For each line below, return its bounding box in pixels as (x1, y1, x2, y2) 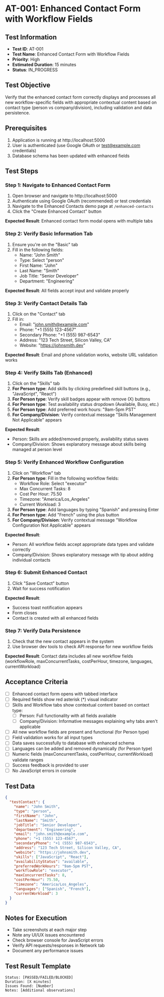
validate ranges (12, 757, 44, 763)
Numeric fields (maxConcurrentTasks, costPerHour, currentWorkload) (12, 751, 153, 757)
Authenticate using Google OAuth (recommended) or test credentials (12, 198, 151, 204)
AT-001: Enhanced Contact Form (5, 3, 141, 14)
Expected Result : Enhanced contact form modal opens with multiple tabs (5, 218, 153, 224)
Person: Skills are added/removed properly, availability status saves (12, 436, 149, 442)
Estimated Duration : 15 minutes (12, 62, 77, 67)
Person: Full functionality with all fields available (19, 713, 117, 719)
